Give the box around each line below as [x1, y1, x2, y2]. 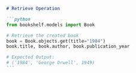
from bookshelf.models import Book [6, 21, 95, 28]
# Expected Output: [6, 54, 55, 61]
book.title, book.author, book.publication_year [6, 43, 130, 50]
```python [6, 16, 31, 22]
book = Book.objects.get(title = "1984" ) [6, 38, 106, 44]
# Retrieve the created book [6, 33, 79, 39]
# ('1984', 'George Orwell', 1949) [6, 60, 95, 66]
